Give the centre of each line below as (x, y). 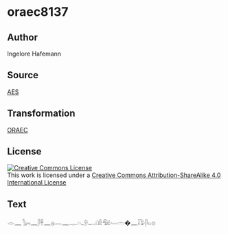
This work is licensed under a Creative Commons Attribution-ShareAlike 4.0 (114, 175)
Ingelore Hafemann (34, 54)
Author (22, 37)
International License (37, 183)
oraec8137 (38, 12)
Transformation (41, 114)
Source (23, 75)
